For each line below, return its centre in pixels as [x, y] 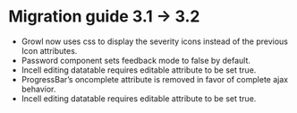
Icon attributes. [49, 50]
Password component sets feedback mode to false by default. [136, 60]
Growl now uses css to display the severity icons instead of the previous [154, 41]
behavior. [38, 89]
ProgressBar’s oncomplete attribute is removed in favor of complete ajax [154, 79]
